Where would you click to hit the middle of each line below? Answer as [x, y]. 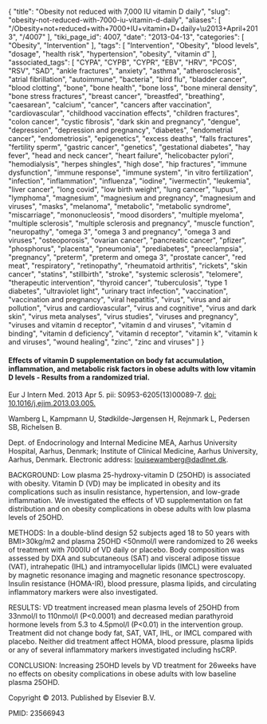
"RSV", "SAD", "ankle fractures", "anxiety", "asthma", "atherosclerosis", [125, 71]
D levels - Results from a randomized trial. [79, 377]
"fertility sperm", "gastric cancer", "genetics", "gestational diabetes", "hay [130, 147]
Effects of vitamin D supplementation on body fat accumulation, [116, 360]
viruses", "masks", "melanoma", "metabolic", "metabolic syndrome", [120, 206]
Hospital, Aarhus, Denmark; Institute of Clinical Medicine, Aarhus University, [133, 451]
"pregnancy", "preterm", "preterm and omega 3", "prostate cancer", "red [127, 257]
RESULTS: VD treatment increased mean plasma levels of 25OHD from [124, 608]
